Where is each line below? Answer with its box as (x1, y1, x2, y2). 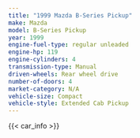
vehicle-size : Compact (8, 92, 83, 100)
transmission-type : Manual (8, 63, 97, 71)
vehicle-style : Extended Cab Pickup (8, 99, 129, 107)
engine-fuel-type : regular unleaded (8, 41, 129, 49)
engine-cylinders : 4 (8, 56, 77, 64)
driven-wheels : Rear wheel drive (8, 70, 119, 78)
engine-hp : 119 (8, 48, 59, 56)
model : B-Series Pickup (8, 26, 87, 34)
